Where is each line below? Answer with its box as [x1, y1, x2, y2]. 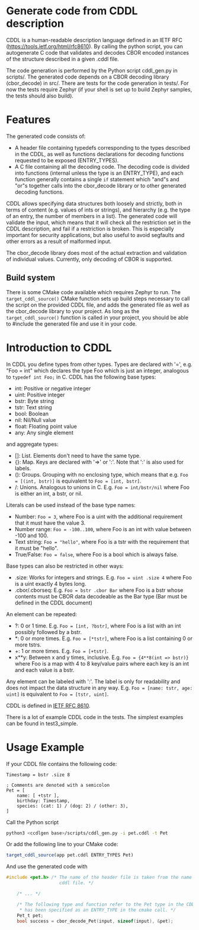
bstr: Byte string [14, 397, 54, 405]
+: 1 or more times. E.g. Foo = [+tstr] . [14, 647, 108, 654]
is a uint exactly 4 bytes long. [14, 580, 86, 587]
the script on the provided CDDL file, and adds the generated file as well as [6, 301, 190, 308]
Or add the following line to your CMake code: [6, 841, 118, 848]
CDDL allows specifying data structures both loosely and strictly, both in [6, 200, 182, 207]
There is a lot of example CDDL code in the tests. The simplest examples [6, 713, 184, 720]
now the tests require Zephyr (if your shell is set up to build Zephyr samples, [6, 86, 192, 93]
